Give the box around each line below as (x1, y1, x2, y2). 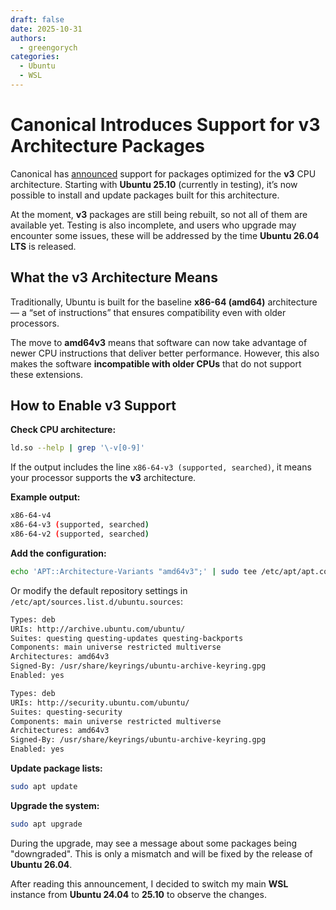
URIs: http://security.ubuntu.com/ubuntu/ (10, 697, 190, 708)
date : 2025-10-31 (10, 24, 83, 34)
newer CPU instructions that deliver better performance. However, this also (10, 347, 320, 359)
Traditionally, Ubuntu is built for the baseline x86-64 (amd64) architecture (10, 296, 318, 308)
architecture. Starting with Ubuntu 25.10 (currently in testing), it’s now (10, 178, 298, 190)
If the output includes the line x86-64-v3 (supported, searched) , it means (10, 461, 312, 473)
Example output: (10, 491, 81, 503)
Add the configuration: (10, 547, 107, 559)
